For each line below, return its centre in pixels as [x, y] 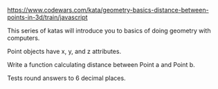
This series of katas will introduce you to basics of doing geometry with [109, 31]
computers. [24, 38]
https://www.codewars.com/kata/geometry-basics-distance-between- [108, 10]
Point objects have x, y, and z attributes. [64, 51]
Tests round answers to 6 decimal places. [66, 78]
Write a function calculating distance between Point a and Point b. [101, 65]
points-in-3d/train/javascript [47, 17]
